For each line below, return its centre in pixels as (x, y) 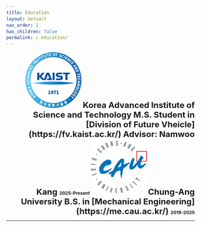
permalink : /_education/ (37, 38)
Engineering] (169, 202)
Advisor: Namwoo (159, 134)
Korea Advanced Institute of (139, 105)
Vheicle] (178, 125)
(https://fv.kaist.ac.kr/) (75, 134)
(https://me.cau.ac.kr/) (122, 212)
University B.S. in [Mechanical (81, 202)
